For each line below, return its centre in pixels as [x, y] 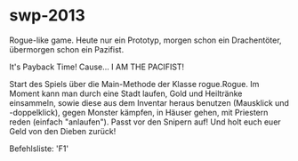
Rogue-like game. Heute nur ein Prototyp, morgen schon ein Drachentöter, [145, 40]
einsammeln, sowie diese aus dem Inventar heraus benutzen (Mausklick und [149, 102]
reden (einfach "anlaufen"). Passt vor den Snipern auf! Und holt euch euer [145, 122]
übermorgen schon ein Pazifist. [67, 49]
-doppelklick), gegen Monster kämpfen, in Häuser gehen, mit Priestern [139, 112]
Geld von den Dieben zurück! [63, 131]
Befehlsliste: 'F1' [39, 149]
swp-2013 [48, 16]
